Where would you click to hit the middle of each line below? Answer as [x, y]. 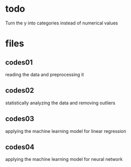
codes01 [19, 62]
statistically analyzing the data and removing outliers [60, 103]
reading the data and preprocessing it [45, 74]
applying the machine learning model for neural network [64, 159]
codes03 [20, 119]
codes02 [20, 90]
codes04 [20, 147]
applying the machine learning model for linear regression [66, 131]
